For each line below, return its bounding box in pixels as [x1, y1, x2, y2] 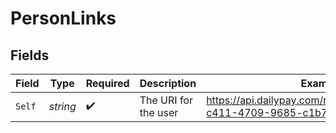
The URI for [139, 93, 193, 107]
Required [85, 77, 130, 90]
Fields [10, 47, 50, 64]
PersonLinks [10, 7, 117, 30]
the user [139, 106, 179, 119]
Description [139, 77, 197, 90]
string [48, 100, 77, 113]
